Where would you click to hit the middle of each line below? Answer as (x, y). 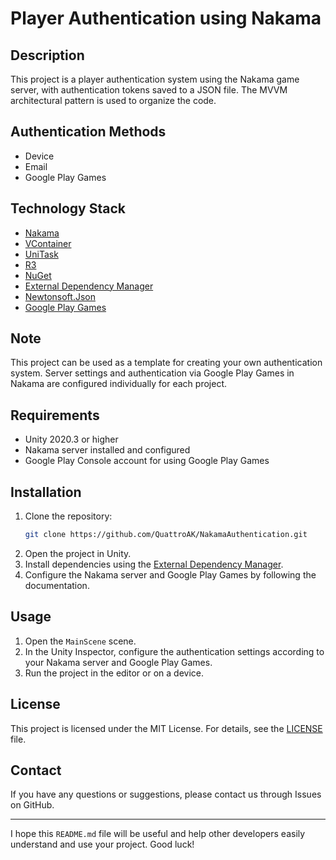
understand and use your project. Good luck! (102, 844)
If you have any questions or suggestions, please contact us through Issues (166, 794)
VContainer (48, 243)
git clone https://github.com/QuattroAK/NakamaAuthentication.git (166, 535)
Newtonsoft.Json (60, 296)
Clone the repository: (68, 516)
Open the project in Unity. (78, 553)
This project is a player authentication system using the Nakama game (155, 79)
